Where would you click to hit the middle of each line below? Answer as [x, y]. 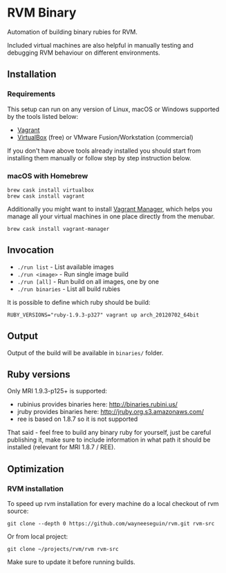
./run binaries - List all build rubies [69, 289]
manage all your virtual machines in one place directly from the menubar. [111, 216]
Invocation [30, 250]
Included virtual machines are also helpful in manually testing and [100, 45]
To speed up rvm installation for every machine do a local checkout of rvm [113, 504]
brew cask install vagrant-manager [58, 229]
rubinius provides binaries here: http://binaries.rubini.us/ [97, 404]
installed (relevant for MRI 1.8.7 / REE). [62, 447]
